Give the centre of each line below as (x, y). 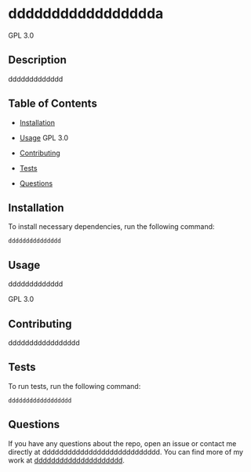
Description (37, 60)
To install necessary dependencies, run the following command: (111, 227)
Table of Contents (53, 104)
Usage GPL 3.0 (44, 137)
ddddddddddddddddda (86, 14)
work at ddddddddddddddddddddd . (67, 460)
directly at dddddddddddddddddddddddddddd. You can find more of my (126, 452)
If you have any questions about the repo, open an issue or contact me (122, 443)
